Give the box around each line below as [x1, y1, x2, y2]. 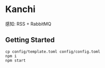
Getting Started [5, 36, 55, 44]
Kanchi [5, 4, 36, 15]
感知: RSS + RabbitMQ [5, 21, 51, 27]
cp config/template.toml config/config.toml [5, 49, 100, 54]
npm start [5, 58, 26, 63]
